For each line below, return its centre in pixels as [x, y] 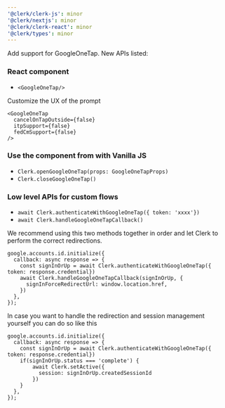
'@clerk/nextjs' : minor [42, 20]
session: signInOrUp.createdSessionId [95, 374]
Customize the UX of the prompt [54, 101]
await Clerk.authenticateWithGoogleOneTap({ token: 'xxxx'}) [109, 213]
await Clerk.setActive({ [69, 367]
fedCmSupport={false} [45, 132]
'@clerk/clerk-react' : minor [50, 27]
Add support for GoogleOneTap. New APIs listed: [78, 53]
